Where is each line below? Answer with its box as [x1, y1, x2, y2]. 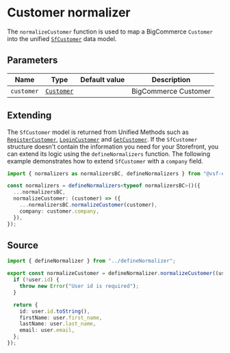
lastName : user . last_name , [19, 320, 97, 328]
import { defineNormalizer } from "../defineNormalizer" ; [7, 258, 176, 265]
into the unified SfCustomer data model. [7, 34, 117, 42]
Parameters [7, 55, 58, 66]
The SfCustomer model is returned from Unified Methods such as [7, 128, 190, 136]
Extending [7, 109, 52, 121]
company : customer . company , [19, 207, 99, 215]
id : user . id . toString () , [19, 308, 90, 315]
